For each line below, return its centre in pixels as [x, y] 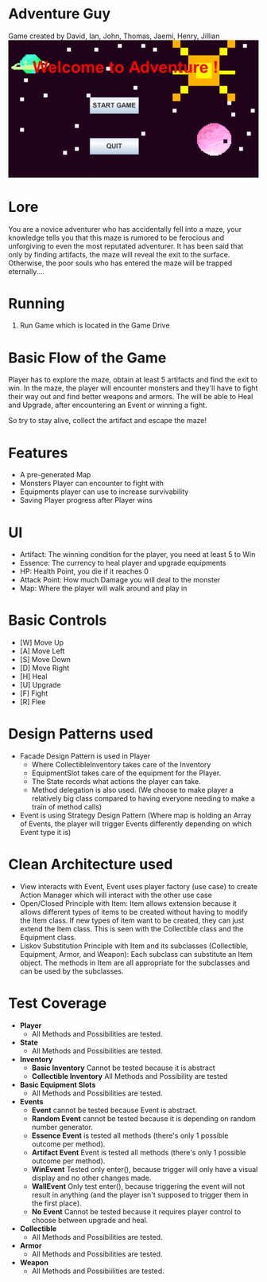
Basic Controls [58, 620]
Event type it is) [45, 833]
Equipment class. [48, 938]
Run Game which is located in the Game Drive [95, 325]
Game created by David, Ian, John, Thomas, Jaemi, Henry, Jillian [114, 36]
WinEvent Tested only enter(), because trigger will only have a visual [145, 1169]
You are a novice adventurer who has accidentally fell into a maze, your [125, 229]
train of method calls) [66, 807]
